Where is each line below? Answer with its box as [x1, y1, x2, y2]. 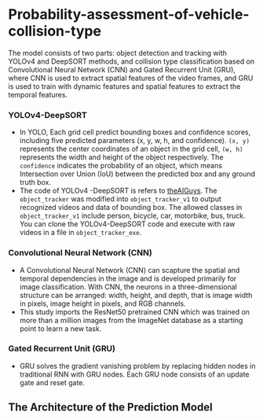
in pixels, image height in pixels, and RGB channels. [19, 299, 186, 308]
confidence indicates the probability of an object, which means [19, 161, 222, 171]
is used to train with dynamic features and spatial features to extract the [8, 81, 241, 91]
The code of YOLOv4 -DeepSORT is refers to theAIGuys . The [19, 186, 217, 196]
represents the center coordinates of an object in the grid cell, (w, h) [19, 144, 243, 154]
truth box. [19, 178, 52, 187]
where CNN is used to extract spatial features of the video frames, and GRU [8, 73, 254, 83]
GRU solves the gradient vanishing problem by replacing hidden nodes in [19, 361, 256, 370]
